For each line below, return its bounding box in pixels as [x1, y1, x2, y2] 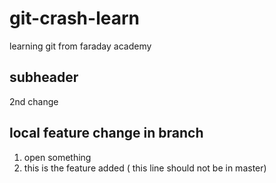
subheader [9, 69, 79, 86]
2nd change [9, 95, 59, 107]
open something [23, 151, 92, 163]
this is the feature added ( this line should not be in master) [23, 162, 267, 174]
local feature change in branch [9, 125, 204, 142]
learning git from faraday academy [9, 40, 152, 52]
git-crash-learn [9, 7, 140, 30]
